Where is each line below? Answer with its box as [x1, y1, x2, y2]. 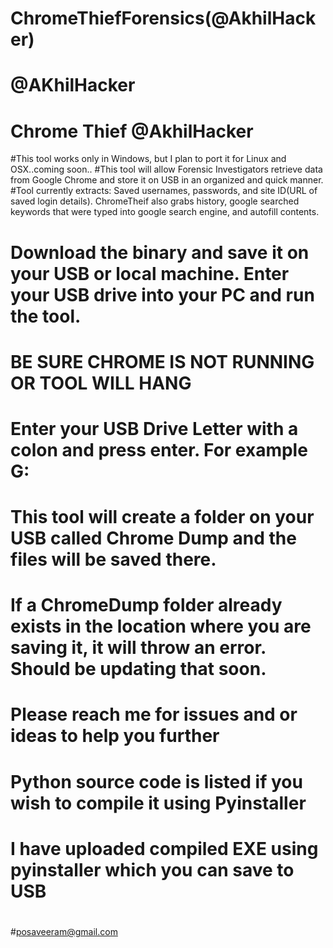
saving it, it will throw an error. [10, 637, 267, 659]
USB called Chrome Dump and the [10, 527, 297, 550]
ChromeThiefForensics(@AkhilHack [10, 7, 317, 30]
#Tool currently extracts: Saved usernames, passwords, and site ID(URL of [10, 185, 318, 197]
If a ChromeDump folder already [10, 594, 283, 617]
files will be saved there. [10, 548, 217, 571]
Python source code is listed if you [10, 770, 303, 793]
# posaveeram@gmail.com [10, 926, 118, 937]
